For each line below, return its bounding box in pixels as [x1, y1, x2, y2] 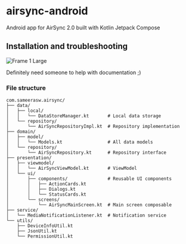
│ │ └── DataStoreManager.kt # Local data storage [6, 113, 162, 119]
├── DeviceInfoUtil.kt [17, 223, 73, 229]
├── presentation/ [6, 155, 52, 161]
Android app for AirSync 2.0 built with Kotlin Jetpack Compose [6, 24, 160, 31]
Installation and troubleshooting [6, 41, 128, 51]
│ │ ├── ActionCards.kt [6, 181, 86, 187]
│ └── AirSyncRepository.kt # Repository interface [6, 150, 167, 156]
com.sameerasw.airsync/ [6, 97, 66, 103]
